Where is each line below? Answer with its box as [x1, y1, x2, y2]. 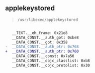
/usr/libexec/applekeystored [17, 17, 78, 22]
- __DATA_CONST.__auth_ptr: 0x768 [5, 44, 79, 49]
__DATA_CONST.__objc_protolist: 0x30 [11, 62, 91, 68]
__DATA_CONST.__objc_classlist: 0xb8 [11, 58, 91, 63]
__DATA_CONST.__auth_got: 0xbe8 [11, 35, 79, 40]
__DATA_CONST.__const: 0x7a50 [11, 53, 75, 59]
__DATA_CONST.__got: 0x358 [11, 39, 68, 44]
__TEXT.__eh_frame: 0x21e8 [11, 30, 68, 35]
